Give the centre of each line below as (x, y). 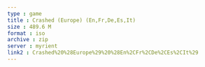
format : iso (26, 33)
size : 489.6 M (29, 27)
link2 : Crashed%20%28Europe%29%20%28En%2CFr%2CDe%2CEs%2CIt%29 (103, 53)
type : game (24, 14)
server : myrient (33, 46)
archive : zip (28, 40)
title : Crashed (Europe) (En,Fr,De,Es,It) (72, 20)
